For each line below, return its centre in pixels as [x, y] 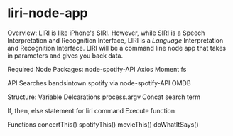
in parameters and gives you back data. [65, 56]
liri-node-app [48, 13]
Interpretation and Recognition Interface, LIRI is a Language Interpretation [115, 40]
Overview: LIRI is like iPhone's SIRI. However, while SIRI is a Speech [106, 33]
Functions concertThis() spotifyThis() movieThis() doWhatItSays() [103, 124]
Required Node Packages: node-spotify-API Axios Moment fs [97, 69]
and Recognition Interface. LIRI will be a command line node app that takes [116, 48]
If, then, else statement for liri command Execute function [91, 110]
